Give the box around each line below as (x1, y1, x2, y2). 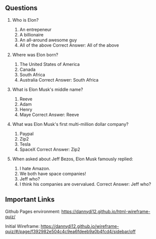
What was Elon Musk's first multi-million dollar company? (12, 121, 129, 127)
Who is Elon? (12, 17, 39, 23)
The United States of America (19, 61, 80, 67)
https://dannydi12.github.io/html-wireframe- (61, 209, 151, 214)
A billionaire (19, 31, 44, 37)
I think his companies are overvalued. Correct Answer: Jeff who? (19, 181, 152, 187)
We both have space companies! (19, 171, 86, 177)
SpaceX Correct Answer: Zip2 (19, 146, 80, 152)
